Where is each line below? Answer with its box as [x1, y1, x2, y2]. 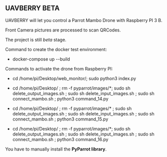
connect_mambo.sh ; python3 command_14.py [12, 95, 109, 101]
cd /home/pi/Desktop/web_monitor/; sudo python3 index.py [12, 75, 136, 81]
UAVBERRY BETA [5, 4, 60, 12]
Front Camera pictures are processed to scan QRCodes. [5, 27, 121, 33]
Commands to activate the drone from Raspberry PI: [5, 65, 113, 71]
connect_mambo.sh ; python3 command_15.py [12, 116, 109, 122]
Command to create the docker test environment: [5, 46, 107, 52]
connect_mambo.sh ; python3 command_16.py [12, 136, 109, 142]
